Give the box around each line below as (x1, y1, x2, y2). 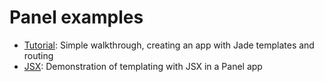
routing (23, 49, 54, 61)
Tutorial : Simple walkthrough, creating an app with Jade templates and (23, 39, 315, 51)
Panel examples (9, 6, 144, 29)
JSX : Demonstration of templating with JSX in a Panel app (23, 60, 263, 72)
